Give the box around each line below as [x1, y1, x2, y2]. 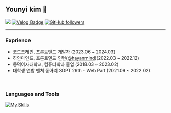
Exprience [5, 36, 32, 44]
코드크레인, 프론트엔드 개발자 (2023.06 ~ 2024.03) [12, 49, 116, 55]
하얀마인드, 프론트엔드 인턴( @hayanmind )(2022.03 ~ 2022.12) [12, 55, 139, 61]
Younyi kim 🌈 [5, 5, 47, 14]
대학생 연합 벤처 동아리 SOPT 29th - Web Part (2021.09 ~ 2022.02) [12, 68, 150, 74]
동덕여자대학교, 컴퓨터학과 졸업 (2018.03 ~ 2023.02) [12, 61, 119, 67]
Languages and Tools [5, 91, 60, 98]
